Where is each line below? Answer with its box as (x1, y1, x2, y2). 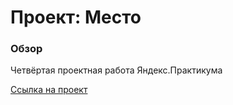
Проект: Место (10, 6, 142, 29)
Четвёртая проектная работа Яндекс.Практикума (10, 64, 223, 76)
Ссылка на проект (10, 84, 88, 96)
